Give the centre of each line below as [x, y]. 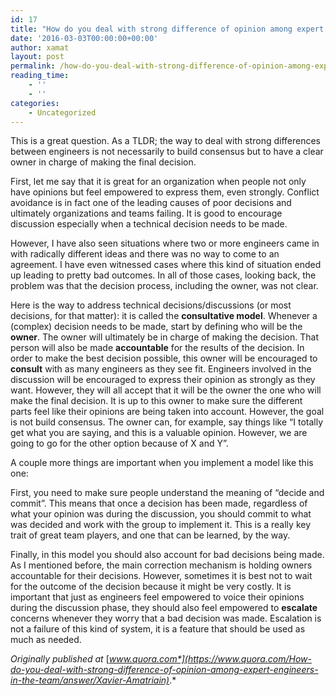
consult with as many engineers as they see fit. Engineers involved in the [161, 369]
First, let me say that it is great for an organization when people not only [158, 182]
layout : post [37, 57]
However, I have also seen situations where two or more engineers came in [165, 243]
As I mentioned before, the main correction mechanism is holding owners [161, 565]
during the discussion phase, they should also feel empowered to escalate [164, 608]
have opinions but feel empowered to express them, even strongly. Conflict [165, 192]
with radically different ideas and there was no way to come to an [145, 254]
